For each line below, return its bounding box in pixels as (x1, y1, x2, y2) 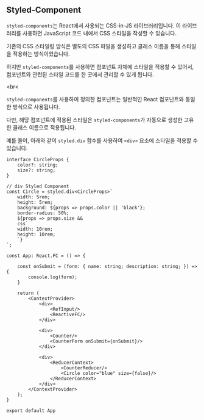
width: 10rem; (17, 226, 53, 232)
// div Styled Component (6, 183, 69, 189)
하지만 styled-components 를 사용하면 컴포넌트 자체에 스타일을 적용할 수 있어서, (6, 63, 194, 70)
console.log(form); (28, 274, 78, 280)
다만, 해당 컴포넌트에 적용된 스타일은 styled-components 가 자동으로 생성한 (6, 116, 183, 123)
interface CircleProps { (6, 156, 69, 162)
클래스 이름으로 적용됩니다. (12, 123, 77, 131)
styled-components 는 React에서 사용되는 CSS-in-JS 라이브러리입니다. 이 (6, 21, 181, 29)
